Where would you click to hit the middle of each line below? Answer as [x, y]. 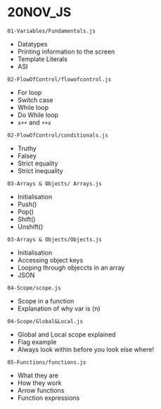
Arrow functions [41, 390]
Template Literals [43, 59]
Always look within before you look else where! [86, 349]
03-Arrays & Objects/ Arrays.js [54, 184]
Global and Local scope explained [66, 334]
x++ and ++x [34, 122]
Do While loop [38, 115]
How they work [39, 383]
